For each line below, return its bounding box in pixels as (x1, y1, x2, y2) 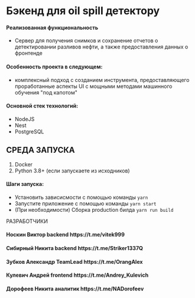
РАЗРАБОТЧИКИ (6, 217, 48, 225)
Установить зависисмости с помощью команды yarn (14, 194, 148, 201)
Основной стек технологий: (6, 102, 79, 110)
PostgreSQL (14, 128, 44, 135)
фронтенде (14, 50, 43, 57)
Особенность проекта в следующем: (6, 63, 103, 70)
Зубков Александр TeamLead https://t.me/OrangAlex (6, 258, 143, 265)
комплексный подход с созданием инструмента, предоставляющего (14, 76, 190, 83)
